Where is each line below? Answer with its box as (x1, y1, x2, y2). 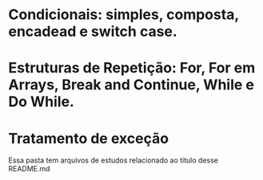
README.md (8, 164, 50, 174)
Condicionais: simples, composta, (8, 6, 240, 24)
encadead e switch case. (8, 22, 177, 41)
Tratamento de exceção (8, 129, 169, 147)
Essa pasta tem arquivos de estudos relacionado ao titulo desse (8, 155, 218, 165)
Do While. (8, 93, 74, 111)
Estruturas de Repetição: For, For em (8, 59, 256, 77)
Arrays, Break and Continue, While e (8, 76, 254, 94)
